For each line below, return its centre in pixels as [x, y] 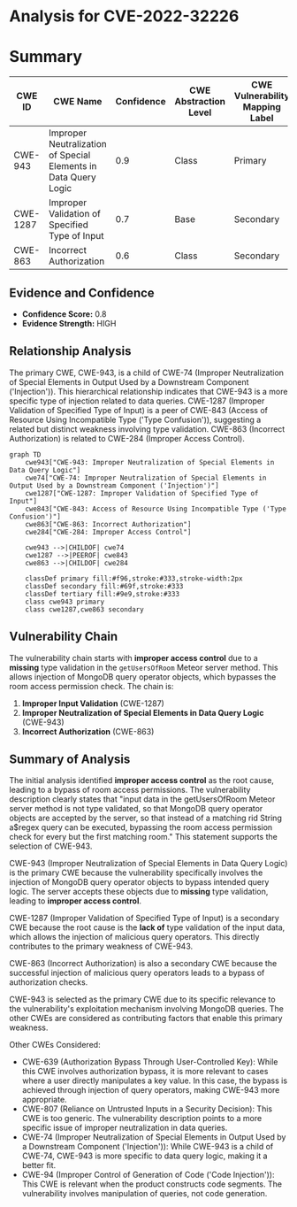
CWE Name [77, 102]
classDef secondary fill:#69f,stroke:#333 [104, 586]
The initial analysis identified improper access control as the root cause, [141, 780]
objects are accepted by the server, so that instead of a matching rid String [146, 818]
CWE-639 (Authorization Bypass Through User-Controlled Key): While [150, 1062]
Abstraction [200, 102]
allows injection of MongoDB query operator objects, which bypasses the [143, 677]
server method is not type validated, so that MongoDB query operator [136, 809]
